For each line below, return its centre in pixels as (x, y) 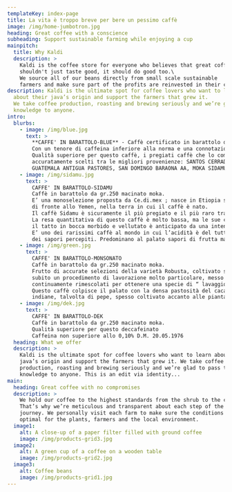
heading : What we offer (47, 342)
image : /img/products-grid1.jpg (66, 477)
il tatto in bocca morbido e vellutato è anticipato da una (120, 226)
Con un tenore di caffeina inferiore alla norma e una (113, 149)
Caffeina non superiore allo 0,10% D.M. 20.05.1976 (108, 336)
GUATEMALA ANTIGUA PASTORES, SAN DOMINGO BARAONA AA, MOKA (119, 168)
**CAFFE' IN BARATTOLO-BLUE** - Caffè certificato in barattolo (126, 143)
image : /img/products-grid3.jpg (66, 439)
